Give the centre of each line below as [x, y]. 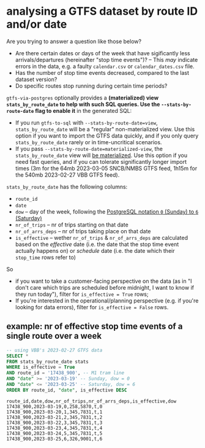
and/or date [37, 24]
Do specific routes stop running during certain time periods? [91, 86]
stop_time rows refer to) [46, 257]
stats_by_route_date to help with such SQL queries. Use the [83, 104]
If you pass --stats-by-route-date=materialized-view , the [89, 149]
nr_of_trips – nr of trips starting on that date [72, 225]
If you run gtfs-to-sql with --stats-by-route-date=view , [86, 122]
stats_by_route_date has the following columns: [67, 187]
